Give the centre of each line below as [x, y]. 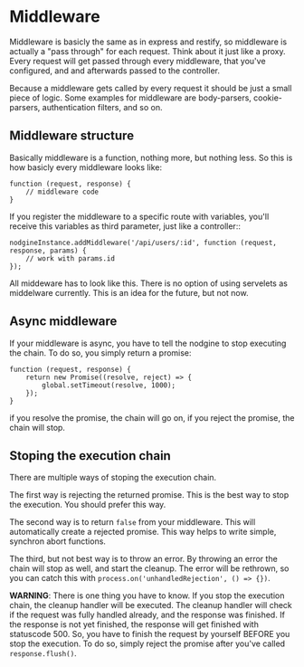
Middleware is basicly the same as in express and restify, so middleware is [148, 42]
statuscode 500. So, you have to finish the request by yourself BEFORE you [150, 634]
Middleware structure [71, 136]
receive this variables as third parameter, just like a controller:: [125, 226]
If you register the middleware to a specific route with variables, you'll [139, 216]
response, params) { [48, 251]
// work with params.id [71, 258]
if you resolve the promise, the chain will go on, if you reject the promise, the [152, 417]
